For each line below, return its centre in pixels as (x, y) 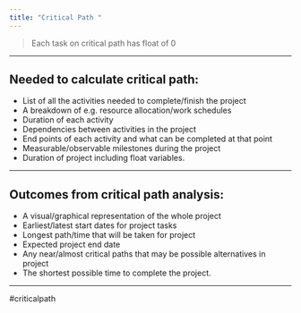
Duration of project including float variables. (103, 158)
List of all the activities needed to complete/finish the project (134, 101)
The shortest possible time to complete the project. (117, 273)
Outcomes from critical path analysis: (116, 195)
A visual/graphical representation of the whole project (122, 216)
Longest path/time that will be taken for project (109, 235)
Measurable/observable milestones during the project (121, 148)
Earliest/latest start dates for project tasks (99, 225)
